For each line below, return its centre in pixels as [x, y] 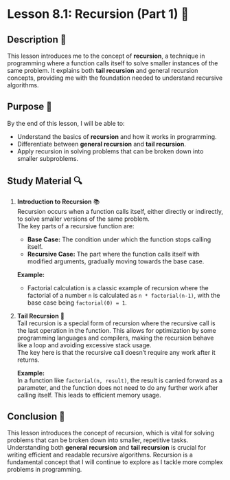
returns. [28, 360]
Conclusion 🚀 [36, 416]
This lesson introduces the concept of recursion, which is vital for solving [111, 433]
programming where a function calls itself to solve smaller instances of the [113, 63]
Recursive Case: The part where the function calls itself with [114, 254]
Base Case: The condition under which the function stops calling [119, 239]
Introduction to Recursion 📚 [58, 201]
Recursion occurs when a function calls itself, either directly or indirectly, [120, 211]
